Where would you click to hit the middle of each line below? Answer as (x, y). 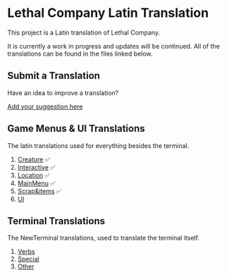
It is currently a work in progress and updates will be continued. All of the (114, 46)
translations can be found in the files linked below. (80, 54)
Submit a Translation (54, 76)
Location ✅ (34, 175)
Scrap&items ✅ (39, 191)
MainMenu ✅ (37, 183)
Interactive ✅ (37, 167)
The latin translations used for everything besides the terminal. (98, 145)
